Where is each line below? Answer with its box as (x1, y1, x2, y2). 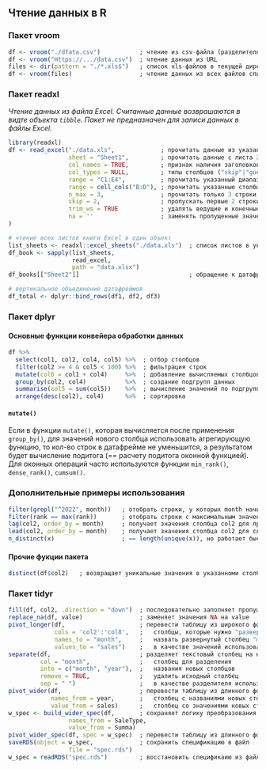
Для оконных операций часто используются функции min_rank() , (8, 459, 230, 469)
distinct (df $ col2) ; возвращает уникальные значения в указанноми (8, 570, 239, 578)
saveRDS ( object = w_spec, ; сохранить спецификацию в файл (8, 739, 249, 747)
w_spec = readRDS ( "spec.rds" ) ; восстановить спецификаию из (8, 753, 243, 761)
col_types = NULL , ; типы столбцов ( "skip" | (68, 168, 246, 176)
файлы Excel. (8, 123, 53, 133)
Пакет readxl (8, 89, 59, 100)
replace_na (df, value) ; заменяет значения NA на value (8, 613, 249, 622)
